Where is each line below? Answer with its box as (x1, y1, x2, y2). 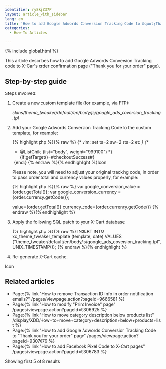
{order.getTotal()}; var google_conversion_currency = (12, 189, 121, 195)
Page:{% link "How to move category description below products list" (12, 312, 154, 318)
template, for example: (12, 130, 58, 136)
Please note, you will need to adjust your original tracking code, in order (12, 169, 159, 175)
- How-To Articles (9, 30, 48, 35)
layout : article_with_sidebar (5, 12, 68, 17)
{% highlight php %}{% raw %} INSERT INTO (12, 228, 105, 234)
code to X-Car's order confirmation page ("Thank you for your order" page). (5, 63, 161, 69)
